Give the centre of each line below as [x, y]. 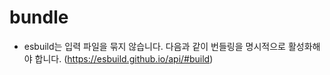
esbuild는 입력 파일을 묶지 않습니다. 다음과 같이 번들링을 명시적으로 [154, 46]
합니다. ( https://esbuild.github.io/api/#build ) [124, 58]
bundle [39, 17]
